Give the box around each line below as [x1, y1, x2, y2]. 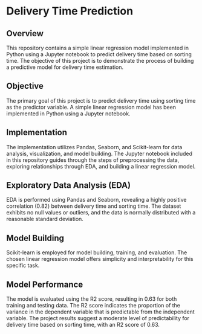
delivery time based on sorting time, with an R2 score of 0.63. [6, 321, 160, 329]
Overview [6, 28, 44, 39]
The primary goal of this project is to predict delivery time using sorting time [6, 97, 196, 104]
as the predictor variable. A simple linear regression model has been [6, 103, 177, 111]
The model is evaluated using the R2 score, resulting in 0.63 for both [6, 295, 177, 303]
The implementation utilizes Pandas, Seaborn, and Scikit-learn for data [6, 143, 183, 150]
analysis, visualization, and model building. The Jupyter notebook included [6, 150, 192, 157]
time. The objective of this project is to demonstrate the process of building [6, 57, 194, 64]
